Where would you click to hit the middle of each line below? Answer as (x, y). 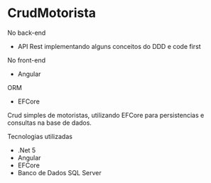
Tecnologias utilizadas (40, 136)
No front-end (27, 60)
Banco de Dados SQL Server (59, 172)
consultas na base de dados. (50, 123)
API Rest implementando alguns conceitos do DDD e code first (109, 46)
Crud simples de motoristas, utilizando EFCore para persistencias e (106, 115)
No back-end (27, 33)
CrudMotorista (52, 13)
